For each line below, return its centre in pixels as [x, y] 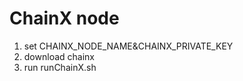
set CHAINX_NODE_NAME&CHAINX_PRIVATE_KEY [128, 46]
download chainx [59, 56]
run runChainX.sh [60, 67]
